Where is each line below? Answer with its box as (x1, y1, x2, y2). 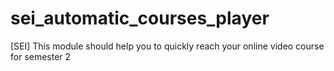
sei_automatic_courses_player (10, 7, 270, 30)
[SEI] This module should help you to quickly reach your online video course (10, 40, 325, 52)
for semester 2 (10, 50, 72, 62)
